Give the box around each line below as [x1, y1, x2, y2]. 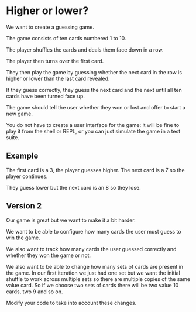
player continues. [6, 173, 48, 180]
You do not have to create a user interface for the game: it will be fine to [6, 121, 180, 128]
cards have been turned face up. [6, 92, 85, 100]
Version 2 [6, 201, 42, 211]
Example [6, 151, 39, 161]
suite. [6, 133, 19, 141]
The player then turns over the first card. [6, 57, 104, 64]
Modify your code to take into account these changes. [6, 299, 137, 306]
